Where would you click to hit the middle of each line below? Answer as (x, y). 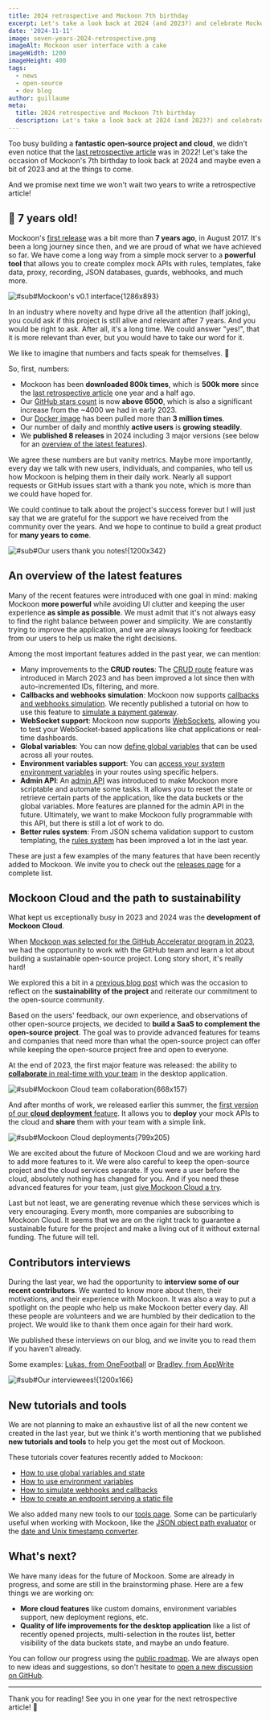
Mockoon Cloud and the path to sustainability (125, 898)
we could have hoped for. (51, 494)
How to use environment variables (77, 1481)
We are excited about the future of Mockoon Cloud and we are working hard (135, 1153)
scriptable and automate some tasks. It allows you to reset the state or (136, 788)
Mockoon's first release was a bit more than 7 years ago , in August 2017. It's (135, 237)
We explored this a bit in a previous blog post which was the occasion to (128, 983)
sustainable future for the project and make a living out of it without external (134, 1228)
